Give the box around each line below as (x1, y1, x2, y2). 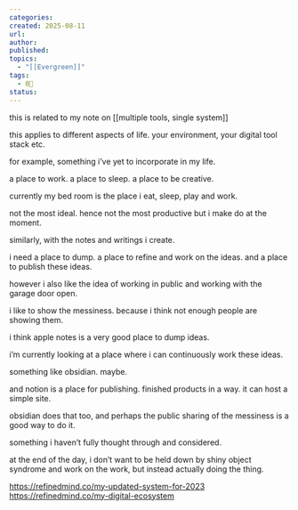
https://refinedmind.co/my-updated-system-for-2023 (9, 481, 205, 491)
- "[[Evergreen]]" (17, 63, 86, 72)
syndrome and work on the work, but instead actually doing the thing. (9, 464, 264, 474)
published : (9, 46, 50, 55)
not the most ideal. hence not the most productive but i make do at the (9, 207, 267, 218)
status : (9, 87, 38, 96)
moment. (9, 217, 42, 228)
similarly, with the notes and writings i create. (9, 234, 175, 245)
